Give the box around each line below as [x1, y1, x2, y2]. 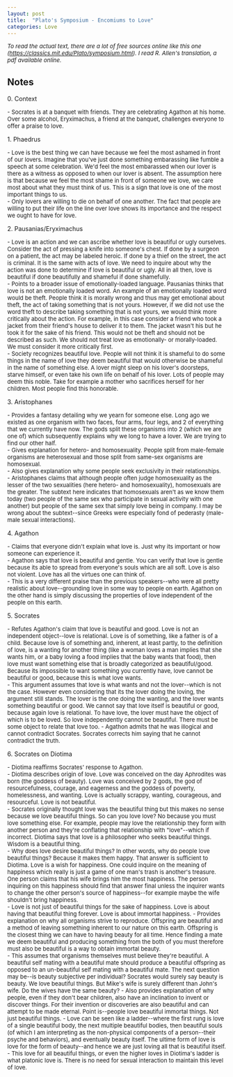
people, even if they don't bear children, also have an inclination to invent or [7, 994, 209, 1002]
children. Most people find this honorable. [7, 385, 119, 393]
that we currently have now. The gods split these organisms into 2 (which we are [7, 425, 222, 433]
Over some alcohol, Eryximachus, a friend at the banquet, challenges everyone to [7, 115, 225, 123]
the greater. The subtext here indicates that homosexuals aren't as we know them [7, 488, 225, 496]
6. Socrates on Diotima [7, 750, 73, 758]
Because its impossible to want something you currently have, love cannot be [7, 667, 214, 675]
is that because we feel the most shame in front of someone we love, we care [7, 177, 214, 185]
